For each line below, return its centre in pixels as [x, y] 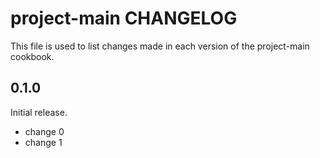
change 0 [44, 131]
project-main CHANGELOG [124, 18]
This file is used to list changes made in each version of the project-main [160, 46]
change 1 [43, 142]
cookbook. [32, 56]
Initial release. [39, 112]
